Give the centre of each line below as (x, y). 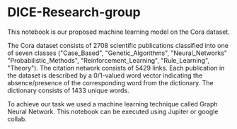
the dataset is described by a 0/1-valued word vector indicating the (105, 75)
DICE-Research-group (74, 12)
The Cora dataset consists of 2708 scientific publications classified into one (118, 45)
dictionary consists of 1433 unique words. (68, 90)
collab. (17, 119)
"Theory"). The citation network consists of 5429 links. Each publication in (116, 68)
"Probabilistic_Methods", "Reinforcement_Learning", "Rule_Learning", (109, 60)
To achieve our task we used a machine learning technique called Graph (112, 104)
